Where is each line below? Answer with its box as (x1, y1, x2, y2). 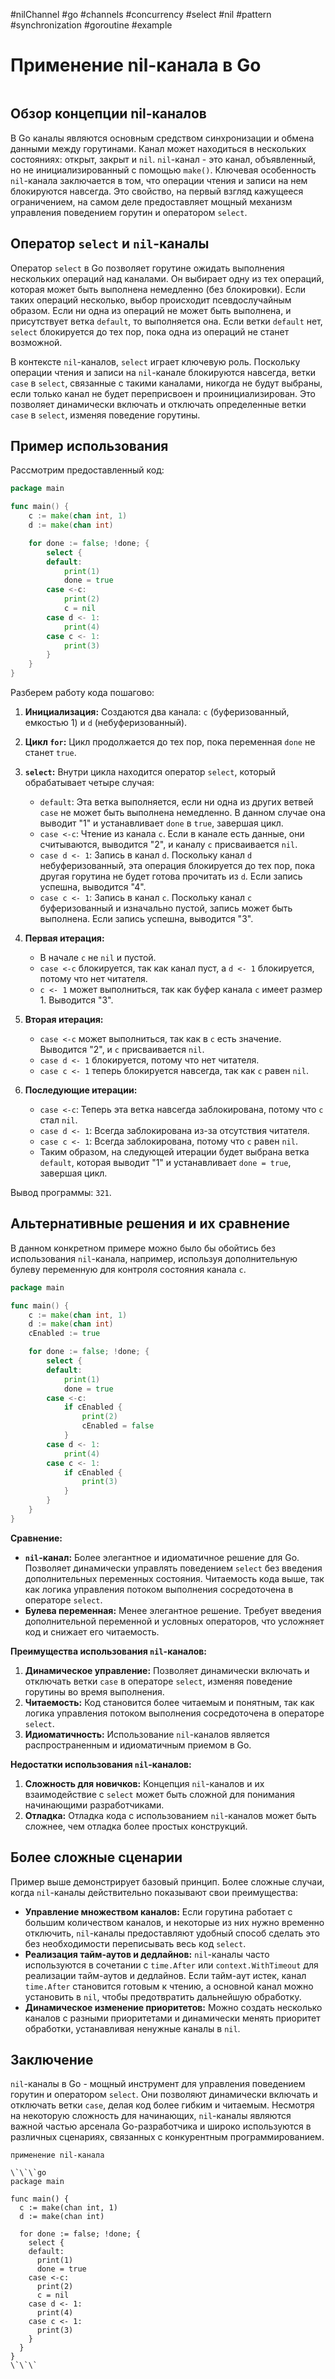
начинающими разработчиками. (24, 1799, 165, 1811)
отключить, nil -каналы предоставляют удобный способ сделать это (24, 1927, 320, 1939)
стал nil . (39, 1114, 78, 1126)
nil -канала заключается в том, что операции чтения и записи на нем (10, 174, 308, 186)
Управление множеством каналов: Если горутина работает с (24, 1905, 293, 1918)
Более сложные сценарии (10, 1849, 183, 1866)
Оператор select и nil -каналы (10, 235, 210, 253)
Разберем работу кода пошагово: (10, 687, 155, 698)
